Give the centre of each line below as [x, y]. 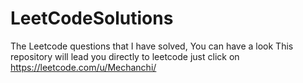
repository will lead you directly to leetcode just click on [125, 56]
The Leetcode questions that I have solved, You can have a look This [152, 46]
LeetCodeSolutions [92, 18]
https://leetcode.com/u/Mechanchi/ [83, 67]
